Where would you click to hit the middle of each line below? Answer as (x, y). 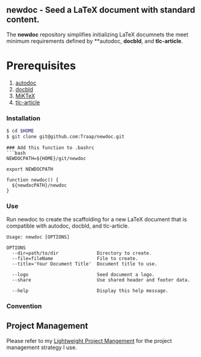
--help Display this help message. (90, 291)
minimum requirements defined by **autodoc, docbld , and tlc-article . (95, 41)
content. (23, 20)
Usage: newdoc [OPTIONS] (38, 237)
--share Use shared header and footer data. (101, 280)
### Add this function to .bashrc (51, 148)
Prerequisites (41, 66)
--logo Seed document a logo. (83, 275)
